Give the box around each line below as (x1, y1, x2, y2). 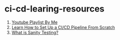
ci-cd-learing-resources (4, 3, 105, 14)
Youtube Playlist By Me (11, 19, 58, 25)
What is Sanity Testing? (11, 29, 59, 35)
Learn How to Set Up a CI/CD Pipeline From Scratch (11, 24, 115, 30)
